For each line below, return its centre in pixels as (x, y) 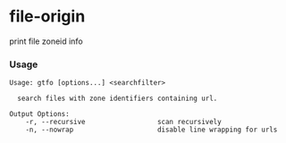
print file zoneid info (46, 41)
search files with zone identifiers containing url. (118, 99)
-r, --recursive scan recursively (123, 122)
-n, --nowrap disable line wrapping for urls (151, 130)
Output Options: (39, 114)
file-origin (47, 17)
